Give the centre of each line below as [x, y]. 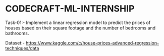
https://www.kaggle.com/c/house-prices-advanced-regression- [93, 42]
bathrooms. [17, 33]
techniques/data [22, 48]
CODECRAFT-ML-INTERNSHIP [70, 9]
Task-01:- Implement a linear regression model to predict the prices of [78, 22]
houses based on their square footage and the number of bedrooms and [80, 27]
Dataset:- [15, 42]
